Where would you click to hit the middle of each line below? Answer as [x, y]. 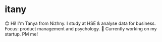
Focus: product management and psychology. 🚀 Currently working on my [81, 28]
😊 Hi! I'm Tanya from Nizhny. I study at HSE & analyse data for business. [80, 23]
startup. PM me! [21, 34]
